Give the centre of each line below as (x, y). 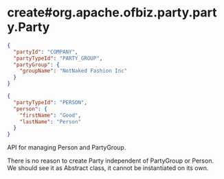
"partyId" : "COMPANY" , (46, 52)
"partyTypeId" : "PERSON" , (51, 102)
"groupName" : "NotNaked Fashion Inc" (74, 71)
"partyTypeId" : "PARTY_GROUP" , (58, 58)
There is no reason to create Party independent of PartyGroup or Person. (111, 161)
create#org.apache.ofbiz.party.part (112, 13)
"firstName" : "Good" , (50, 115)
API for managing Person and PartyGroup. (67, 147)
